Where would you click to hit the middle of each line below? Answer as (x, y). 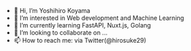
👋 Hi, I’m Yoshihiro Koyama (52, 11)
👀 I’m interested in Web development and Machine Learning (99, 18)
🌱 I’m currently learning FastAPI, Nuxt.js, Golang (82, 25)
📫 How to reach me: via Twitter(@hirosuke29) (80, 40)
